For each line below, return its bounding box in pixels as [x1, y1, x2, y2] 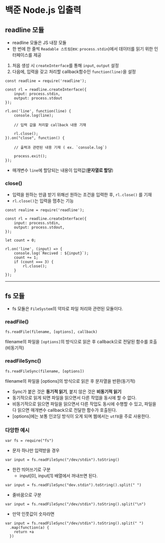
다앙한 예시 [5, 427, 30, 434]
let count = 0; [5, 238, 36, 243]
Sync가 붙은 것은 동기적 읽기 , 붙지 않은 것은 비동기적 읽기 [12, 388, 122, 395]
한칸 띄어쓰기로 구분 [12, 467, 51, 472]
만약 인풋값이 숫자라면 [12, 511, 55, 517]
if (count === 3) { [14, 259, 54, 264]
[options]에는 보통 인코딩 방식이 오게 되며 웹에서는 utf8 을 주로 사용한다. [12, 413, 151, 419]
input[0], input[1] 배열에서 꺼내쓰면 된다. [19, 473, 98, 478]
